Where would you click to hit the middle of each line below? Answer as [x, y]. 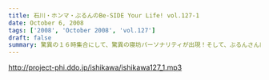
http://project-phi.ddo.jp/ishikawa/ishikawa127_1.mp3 [95, 67]
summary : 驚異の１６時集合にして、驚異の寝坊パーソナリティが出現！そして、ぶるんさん [134, 45]
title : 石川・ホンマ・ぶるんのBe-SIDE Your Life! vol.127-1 [104, 15]
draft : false [30, 38]
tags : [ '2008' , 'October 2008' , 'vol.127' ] [82, 30]
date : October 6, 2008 [46, 23]
